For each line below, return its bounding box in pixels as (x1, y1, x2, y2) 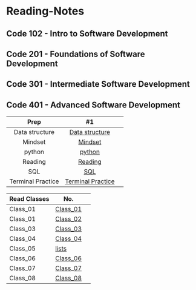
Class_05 (9, 244, 36, 253)
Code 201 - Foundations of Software (6, 49, 145, 59)
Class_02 (55, 215, 82, 223)
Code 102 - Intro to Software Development (6, 29, 168, 39)
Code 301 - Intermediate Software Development (6, 79, 191, 89)
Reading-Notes (6, 4, 85, 18)
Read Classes (9, 195, 50, 203)
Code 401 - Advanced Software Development (6, 99, 180, 110)
